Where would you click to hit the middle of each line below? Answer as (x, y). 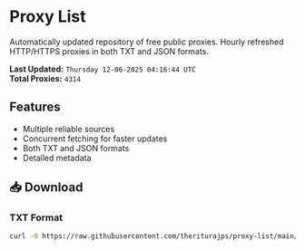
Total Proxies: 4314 (45, 78)
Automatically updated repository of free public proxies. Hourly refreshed (147, 42)
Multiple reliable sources (69, 129)
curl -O (24, 236)
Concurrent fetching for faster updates (95, 139)
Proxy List (48, 17)
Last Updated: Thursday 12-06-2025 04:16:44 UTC (103, 69)
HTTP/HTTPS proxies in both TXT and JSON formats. (109, 51)
